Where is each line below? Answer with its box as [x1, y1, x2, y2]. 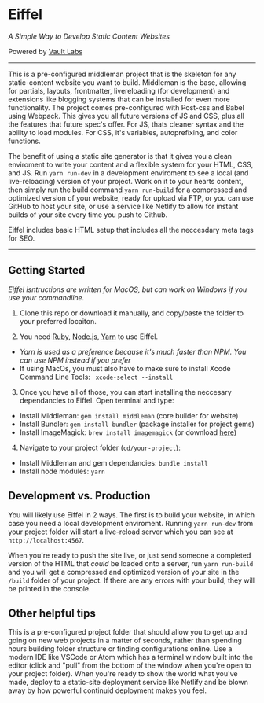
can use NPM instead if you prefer [19, 355, 131, 365]
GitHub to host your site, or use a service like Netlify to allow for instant [8, 201, 239, 211]
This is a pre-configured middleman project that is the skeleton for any [8, 69, 236, 79]
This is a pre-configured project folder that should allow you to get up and [8, 628, 247, 637]
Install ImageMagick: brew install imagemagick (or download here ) [19, 427, 237, 437]
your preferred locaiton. [19, 316, 97, 326]
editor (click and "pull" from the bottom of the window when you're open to [8, 661, 251, 670]
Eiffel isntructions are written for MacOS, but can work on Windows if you [8, 285, 247, 294]
